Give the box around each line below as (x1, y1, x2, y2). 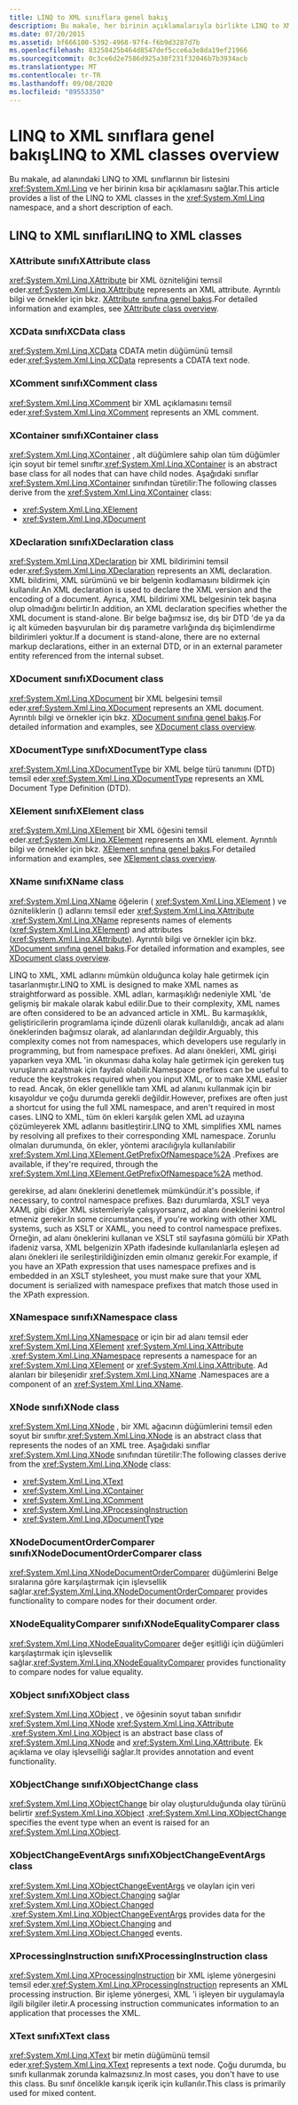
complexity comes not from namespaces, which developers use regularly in (9, 1036, 286, 1046)
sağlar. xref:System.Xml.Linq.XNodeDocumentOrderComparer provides (9, 1586, 269, 1597)
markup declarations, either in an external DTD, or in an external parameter (9, 641, 283, 652)
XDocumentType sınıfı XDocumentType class (9, 743, 208, 756)
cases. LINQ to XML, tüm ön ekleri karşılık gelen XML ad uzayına (9, 1111, 246, 1122)
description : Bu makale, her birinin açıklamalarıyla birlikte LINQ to (9, 21, 279, 30)
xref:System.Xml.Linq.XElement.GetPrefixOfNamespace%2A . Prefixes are (9, 1149, 279, 1160)
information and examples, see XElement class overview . (9, 853, 217, 864)
